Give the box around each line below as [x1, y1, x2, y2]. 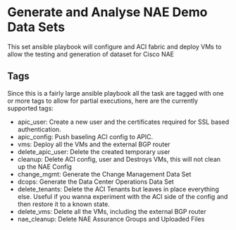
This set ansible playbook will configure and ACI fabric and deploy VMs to [7, 42, 222, 51]
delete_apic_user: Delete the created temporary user [17, 147, 170, 155]
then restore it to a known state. [17, 200, 111, 208]
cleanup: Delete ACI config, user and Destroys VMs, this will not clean [17, 155, 221, 163]
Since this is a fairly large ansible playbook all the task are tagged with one [7, 89, 224, 97]
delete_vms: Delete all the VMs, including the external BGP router [17, 207, 206, 215]
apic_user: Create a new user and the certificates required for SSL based [17, 117, 230, 126]
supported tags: [7, 103, 54, 113]
